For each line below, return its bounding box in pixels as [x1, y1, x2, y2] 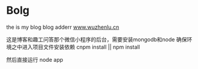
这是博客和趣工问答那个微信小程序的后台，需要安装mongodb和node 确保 [6, 35, 187, 43]
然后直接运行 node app [6, 56, 63, 63]
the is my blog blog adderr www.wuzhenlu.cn [6, 23, 120, 31]
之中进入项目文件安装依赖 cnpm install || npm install [11, 43, 140, 50]
